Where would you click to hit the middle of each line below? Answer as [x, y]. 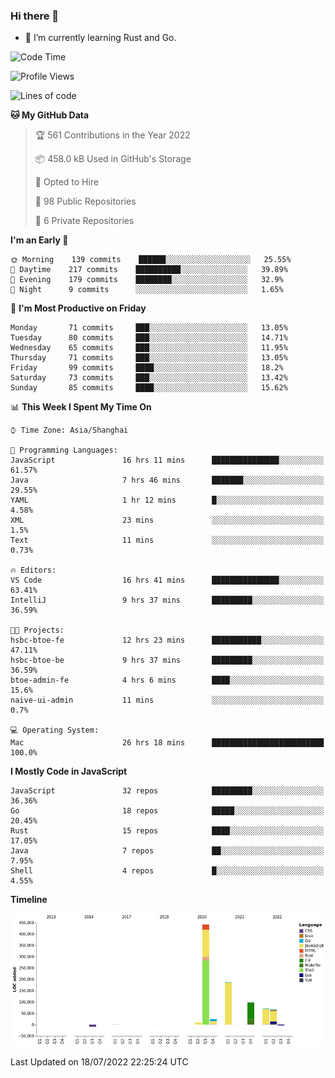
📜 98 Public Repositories [85, 201]
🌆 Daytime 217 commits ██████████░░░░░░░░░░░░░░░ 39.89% [149, 270]
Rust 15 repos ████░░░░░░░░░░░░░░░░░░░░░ [167, 831]
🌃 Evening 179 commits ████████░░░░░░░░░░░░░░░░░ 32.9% [147, 280]
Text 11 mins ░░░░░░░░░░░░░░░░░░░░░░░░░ [167, 540]
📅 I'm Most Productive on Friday [78, 308]
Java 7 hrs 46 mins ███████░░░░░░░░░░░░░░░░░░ [167, 480]
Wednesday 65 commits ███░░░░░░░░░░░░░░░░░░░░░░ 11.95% [149, 348]
